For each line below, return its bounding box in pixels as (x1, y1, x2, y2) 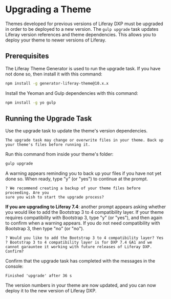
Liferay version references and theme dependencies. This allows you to (5, 31, 156, 37)
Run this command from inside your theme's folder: (5, 151, 114, 157)
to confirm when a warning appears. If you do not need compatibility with (5, 220, 160, 226)
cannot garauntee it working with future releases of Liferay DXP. (5, 245, 153, 250)
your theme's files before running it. (5, 142, 91, 147)
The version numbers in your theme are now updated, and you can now (5, 282, 156, 288)
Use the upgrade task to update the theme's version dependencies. (5, 128, 148, 134)
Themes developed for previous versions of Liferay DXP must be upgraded (5, 21, 163, 27)
